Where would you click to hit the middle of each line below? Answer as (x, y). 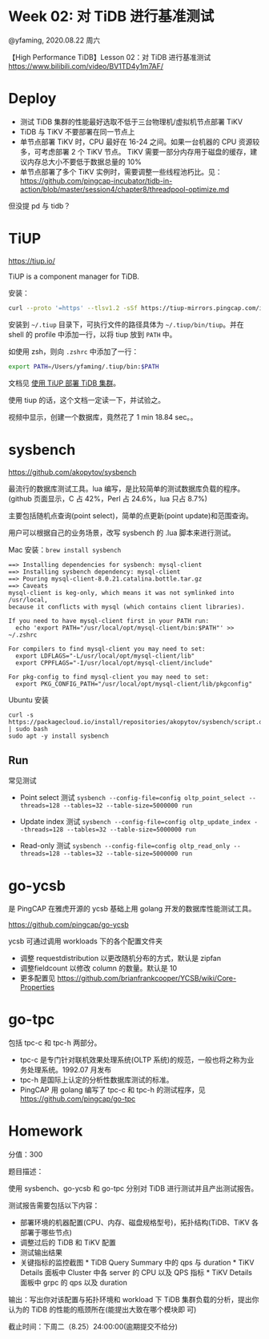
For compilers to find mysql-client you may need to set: (107, 649)
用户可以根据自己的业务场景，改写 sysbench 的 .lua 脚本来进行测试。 (122, 533)
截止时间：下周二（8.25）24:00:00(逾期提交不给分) (93, 1327)
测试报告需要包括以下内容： (54, 1205)
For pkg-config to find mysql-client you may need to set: (109, 677)
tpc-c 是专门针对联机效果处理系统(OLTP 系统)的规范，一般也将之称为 (133, 1060)
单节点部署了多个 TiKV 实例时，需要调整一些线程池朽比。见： (121, 171)
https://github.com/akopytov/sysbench (72, 472)
